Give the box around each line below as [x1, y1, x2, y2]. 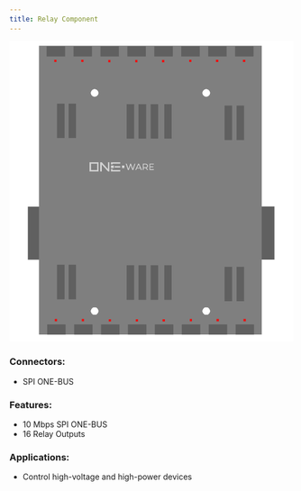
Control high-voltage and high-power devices [22, 471, 192, 482]
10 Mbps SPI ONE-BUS [22, 419, 108, 430]
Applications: [9, 450, 70, 463]
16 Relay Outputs [22, 428, 86, 439]
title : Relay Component [9, 14, 99, 23]
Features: [9, 398, 52, 411]
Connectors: [9, 356, 66, 368]
